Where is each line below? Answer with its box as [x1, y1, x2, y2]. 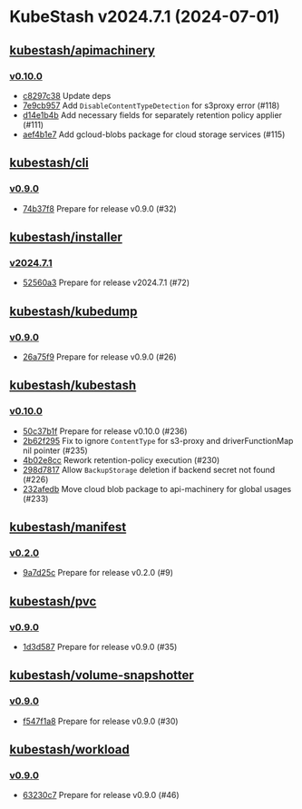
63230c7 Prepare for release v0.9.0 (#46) [22, 790, 180, 801]
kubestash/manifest [9, 519, 127, 535]
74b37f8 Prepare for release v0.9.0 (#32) [22, 202, 177, 214]
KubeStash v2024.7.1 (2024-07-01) [9, 6, 280, 27]
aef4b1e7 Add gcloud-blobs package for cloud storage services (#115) [22, 129, 286, 140]
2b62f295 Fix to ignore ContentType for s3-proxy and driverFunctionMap [22, 435, 294, 446]
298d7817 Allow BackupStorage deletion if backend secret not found [22, 464, 276, 475]
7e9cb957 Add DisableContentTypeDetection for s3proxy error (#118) [22, 100, 280, 111]
